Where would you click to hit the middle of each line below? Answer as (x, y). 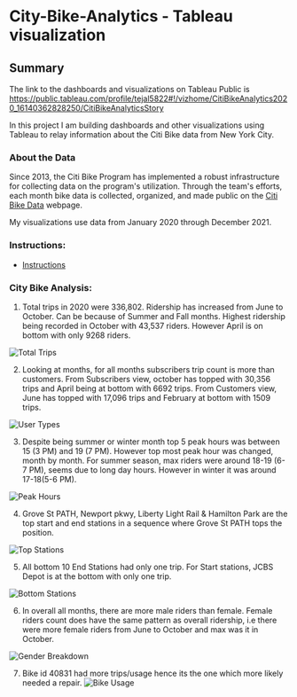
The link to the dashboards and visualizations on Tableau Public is (129, 89)
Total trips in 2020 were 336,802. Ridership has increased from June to (152, 307)
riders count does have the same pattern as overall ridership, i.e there (149, 620)
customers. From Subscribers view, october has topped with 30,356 (146, 379)
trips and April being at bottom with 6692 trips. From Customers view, (149, 388)
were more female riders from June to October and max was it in (140, 629)
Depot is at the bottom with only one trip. (97, 576)
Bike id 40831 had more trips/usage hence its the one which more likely (152, 673)
